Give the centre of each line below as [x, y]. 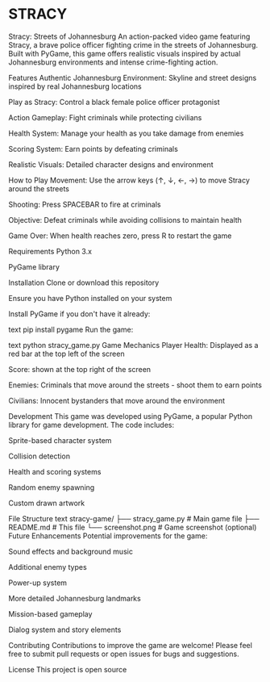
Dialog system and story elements [65, 630]
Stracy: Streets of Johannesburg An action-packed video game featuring [129, 36]
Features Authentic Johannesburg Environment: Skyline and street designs [133, 77]
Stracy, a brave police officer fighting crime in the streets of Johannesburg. [133, 44]
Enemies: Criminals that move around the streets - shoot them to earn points [135, 385]
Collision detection [39, 456]
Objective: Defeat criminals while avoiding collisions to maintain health [125, 220]
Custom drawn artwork [47, 503]
